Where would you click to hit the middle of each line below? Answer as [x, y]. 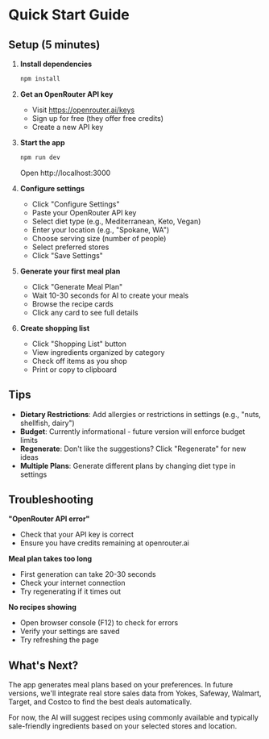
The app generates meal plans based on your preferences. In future [121, 685]
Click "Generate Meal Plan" [77, 286]
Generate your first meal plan [70, 271]
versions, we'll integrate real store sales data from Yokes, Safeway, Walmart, [135, 693]
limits [29, 440]
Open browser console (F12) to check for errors [99, 623]
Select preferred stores [70, 247]
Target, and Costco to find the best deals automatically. [100, 702]
